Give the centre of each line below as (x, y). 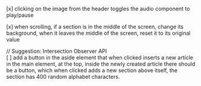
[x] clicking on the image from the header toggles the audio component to (98, 9)
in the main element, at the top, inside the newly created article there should (101, 64)
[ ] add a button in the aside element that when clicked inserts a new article (100, 57)
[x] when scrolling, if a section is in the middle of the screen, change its (95, 27)
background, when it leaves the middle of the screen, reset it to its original (99, 33)
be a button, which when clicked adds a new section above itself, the (92, 70)
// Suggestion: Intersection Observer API (57, 51)
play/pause (20, 15)
